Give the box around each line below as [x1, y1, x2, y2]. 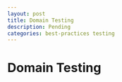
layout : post [7, 10, 46, 18]
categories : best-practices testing [7, 29, 115, 37]
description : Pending [7, 23, 71, 30]
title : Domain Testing [7, 17, 74, 24]
